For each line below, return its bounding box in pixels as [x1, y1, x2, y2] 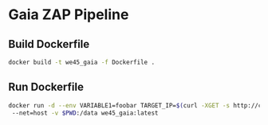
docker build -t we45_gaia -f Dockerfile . [8, 58, 156, 66]
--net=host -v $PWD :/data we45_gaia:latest [11, 109, 159, 117]
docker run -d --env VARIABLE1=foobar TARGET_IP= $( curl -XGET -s [8, 101, 230, 109]
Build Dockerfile [8, 37, 90, 51]
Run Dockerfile [8, 80, 84, 94]
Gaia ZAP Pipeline [8, 6, 129, 24]
